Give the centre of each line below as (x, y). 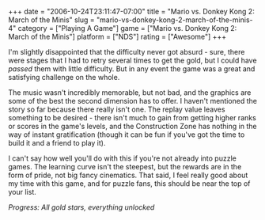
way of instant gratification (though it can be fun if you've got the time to (127, 135)
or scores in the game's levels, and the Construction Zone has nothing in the (132, 126)
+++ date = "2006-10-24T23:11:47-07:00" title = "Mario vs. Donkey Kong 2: (131, 11)
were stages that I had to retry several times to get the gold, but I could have (132, 60)
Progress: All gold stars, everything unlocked (81, 207)
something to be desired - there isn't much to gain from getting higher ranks (132, 118)
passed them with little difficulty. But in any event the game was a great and (132, 69)
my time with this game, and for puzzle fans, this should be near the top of (129, 184)
